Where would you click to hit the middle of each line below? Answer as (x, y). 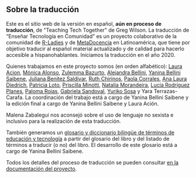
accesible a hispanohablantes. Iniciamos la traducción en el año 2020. (91, 54)
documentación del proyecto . (42, 169)
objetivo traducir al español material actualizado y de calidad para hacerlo (95, 49)
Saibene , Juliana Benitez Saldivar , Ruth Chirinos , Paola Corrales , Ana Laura (97, 78)
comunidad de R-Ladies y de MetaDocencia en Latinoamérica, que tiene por (98, 42)
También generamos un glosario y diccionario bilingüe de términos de (90, 132)
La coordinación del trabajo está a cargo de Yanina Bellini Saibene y (107, 97)
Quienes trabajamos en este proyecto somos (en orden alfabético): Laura (94, 66)
